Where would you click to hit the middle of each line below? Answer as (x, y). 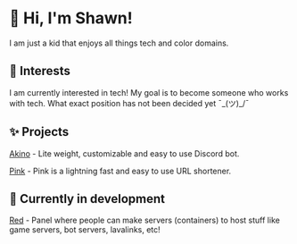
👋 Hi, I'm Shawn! (71, 18)
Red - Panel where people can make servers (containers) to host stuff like (145, 220)
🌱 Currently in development (87, 199)
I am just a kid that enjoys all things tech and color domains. (119, 43)
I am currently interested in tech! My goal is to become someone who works (149, 92)
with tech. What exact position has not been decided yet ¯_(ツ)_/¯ (129, 103)
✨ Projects (39, 132)
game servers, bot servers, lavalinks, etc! (85, 230)
